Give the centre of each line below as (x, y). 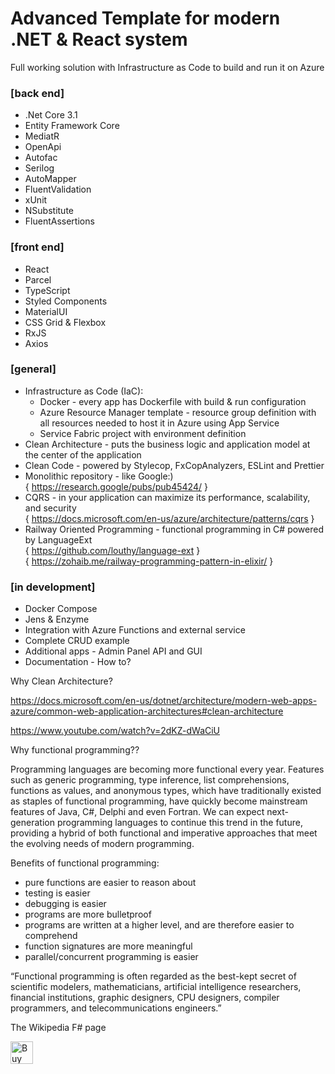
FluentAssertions (59, 221)
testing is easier (57, 893)
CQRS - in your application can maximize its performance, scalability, (167, 497)
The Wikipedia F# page (58, 1028)
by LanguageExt (58, 539)
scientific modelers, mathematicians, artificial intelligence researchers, (156, 987)
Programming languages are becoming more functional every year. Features (167, 769)
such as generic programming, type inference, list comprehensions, (150, 780)
